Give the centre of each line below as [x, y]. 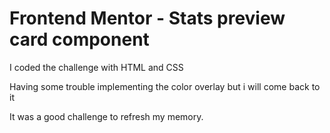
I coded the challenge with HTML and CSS [96, 67]
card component [79, 39]
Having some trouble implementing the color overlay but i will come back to [165, 86]
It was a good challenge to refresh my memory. [106, 116]
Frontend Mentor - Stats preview [147, 18]
